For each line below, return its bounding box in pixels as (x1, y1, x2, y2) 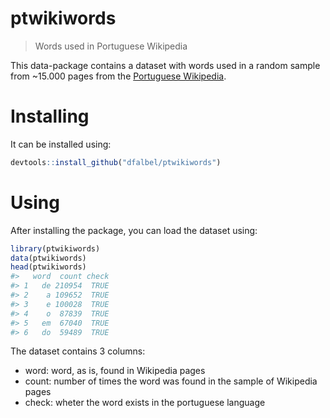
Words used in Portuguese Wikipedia (34, 40, 188, 52)
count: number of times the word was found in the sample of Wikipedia (24, 375, 318, 387)
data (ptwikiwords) (10, 253, 87, 263)
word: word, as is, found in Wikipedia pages (24, 365, 206, 377)
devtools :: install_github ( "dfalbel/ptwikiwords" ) (10, 157, 222, 167)
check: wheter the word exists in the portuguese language (24, 397, 266, 409)
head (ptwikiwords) (10, 262, 87, 272)
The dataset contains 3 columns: (10, 345, 146, 357)
